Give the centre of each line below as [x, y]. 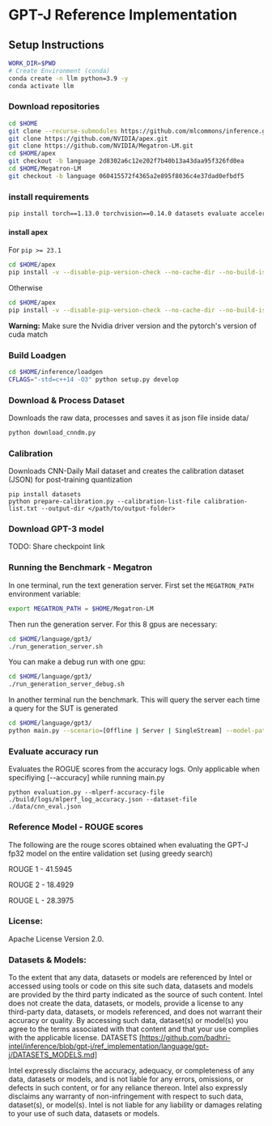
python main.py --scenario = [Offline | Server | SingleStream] [115, 731]
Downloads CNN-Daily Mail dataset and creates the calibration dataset [126, 471]
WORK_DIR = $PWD [32, 63]
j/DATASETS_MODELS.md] [53, 1055]
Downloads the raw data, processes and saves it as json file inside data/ [129, 418]
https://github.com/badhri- [186, 1038]
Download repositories [54, 107]
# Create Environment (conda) [59, 70]
